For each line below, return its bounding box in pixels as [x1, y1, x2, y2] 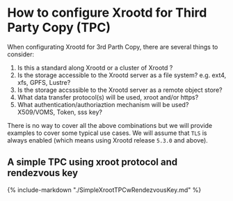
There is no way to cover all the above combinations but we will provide [7, 121, 213, 129]
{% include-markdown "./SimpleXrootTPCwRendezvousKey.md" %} [7, 186, 202, 194]
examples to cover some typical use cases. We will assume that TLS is [7, 129, 207, 137]
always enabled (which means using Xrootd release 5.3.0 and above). [7, 136, 209, 144]
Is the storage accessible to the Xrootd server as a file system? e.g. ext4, [17, 71, 227, 79]
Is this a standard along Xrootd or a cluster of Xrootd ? [17, 63, 173, 72]
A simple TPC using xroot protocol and [7, 156, 178, 168]
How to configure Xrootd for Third [7, 5, 207, 21]
